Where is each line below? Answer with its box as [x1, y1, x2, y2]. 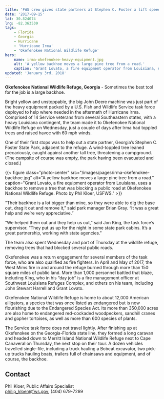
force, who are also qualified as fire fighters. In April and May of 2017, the [5, 259, 152, 265]
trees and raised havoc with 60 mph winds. [5, 130, 92, 136]
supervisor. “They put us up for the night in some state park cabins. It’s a [5, 225, 151, 231]
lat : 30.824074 [5, 16, 36, 21]
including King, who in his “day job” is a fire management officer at [5, 274, 139, 281]
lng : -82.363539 [5, 21, 38, 26]
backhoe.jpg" [5, 174, 33, 181]
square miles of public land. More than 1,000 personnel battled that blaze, [5, 270, 153, 275]
